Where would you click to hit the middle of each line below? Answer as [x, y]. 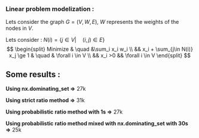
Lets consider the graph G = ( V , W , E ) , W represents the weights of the [92, 22]
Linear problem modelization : [50, 9]
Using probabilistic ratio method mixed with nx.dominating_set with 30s [97, 124]
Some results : [33, 74]
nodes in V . [20, 28]
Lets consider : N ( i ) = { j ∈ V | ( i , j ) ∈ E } [55, 40]
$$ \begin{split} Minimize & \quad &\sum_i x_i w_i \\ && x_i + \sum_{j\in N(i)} [100, 49]
